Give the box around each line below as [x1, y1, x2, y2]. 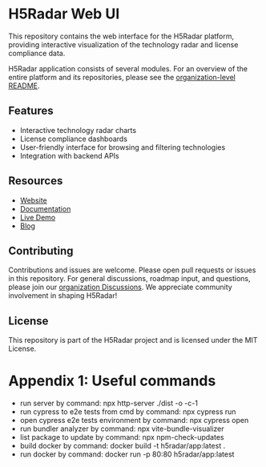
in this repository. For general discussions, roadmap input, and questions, [8, 274, 251, 284]
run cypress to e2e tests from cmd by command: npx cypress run [19, 407, 236, 417]
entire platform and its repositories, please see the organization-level [8, 72, 236, 82]
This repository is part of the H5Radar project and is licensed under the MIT [8, 336, 258, 345]
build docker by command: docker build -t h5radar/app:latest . [19, 441, 226, 451]
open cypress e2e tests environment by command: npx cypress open [19, 416, 249, 425]
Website [19, 195, 48, 205]
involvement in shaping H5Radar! [8, 291, 118, 300]
